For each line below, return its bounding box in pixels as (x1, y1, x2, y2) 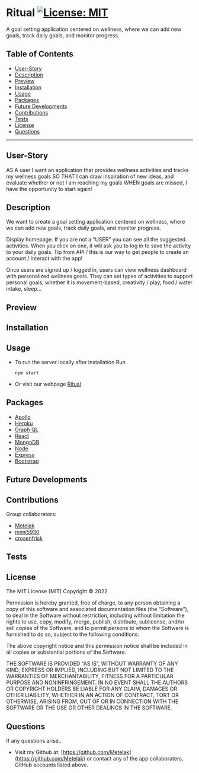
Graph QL (14, 426, 38, 433)
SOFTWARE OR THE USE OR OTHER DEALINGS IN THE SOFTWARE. (6, 704, 172, 711)
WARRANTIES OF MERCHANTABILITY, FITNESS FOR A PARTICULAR (6, 673, 174, 680)
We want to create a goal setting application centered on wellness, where (6, 218, 185, 225)
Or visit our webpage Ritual (14, 380, 81, 387)
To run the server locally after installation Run (14, 358, 126, 365)
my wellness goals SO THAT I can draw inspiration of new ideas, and (6, 173, 174, 180)
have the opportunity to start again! (6, 185, 92, 192)
